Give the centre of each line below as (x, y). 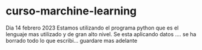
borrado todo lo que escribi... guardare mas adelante (72, 40)
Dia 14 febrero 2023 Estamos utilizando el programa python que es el (92, 28)
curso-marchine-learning (71, 11)
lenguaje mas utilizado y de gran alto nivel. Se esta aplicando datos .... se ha (101, 34)
